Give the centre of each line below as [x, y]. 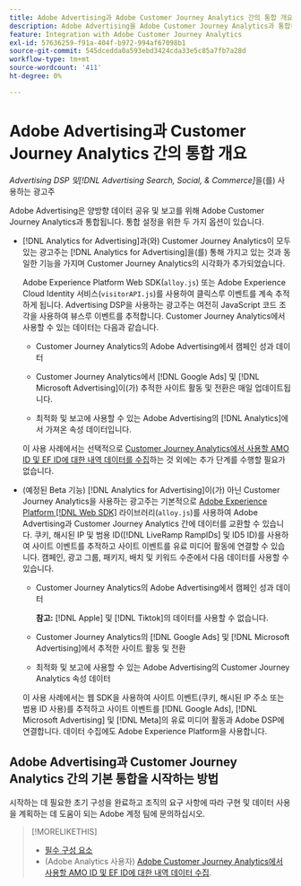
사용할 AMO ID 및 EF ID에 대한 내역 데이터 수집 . [128, 873]
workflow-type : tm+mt [50, 59]
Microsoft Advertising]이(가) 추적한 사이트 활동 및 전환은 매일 [144, 388]
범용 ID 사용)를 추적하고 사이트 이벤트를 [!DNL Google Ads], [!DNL [139, 708]
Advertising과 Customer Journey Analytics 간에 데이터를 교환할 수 [141, 523]
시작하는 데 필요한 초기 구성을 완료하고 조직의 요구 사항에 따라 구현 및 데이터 [142, 802]
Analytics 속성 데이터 [73, 678]
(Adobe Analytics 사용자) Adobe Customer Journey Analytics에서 [164, 861]
